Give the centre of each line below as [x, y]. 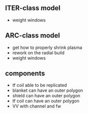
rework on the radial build [38, 53]
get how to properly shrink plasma [47, 47]
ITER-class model [33, 8]
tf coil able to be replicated [40, 85]
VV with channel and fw [37, 106]
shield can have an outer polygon [46, 96]
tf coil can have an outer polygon [46, 101]
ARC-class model [33, 36]
